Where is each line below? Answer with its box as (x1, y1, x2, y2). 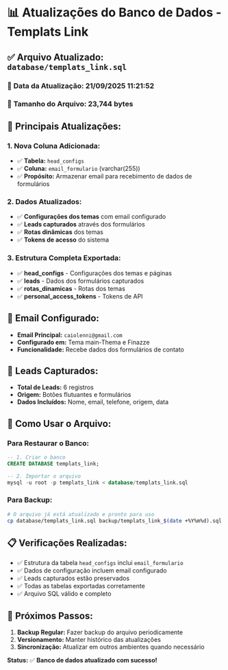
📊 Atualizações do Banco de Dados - (7, 5, 222, 21)
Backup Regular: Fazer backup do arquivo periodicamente (16, 628, 183, 636)
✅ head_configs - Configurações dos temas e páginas (16, 268, 173, 277)
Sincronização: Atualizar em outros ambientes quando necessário (16, 643, 205, 651)
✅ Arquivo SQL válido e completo (16, 590, 112, 598)
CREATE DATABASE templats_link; (7, 460, 99, 467)
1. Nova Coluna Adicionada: (7, 141, 101, 150)
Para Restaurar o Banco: (7, 438, 89, 448)
